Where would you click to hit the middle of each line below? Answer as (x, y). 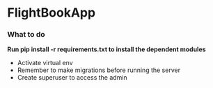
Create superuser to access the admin (72, 78)
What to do (26, 35)
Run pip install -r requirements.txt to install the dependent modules (107, 49)
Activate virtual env (45, 63)
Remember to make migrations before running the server (99, 70)
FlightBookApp (52, 13)
